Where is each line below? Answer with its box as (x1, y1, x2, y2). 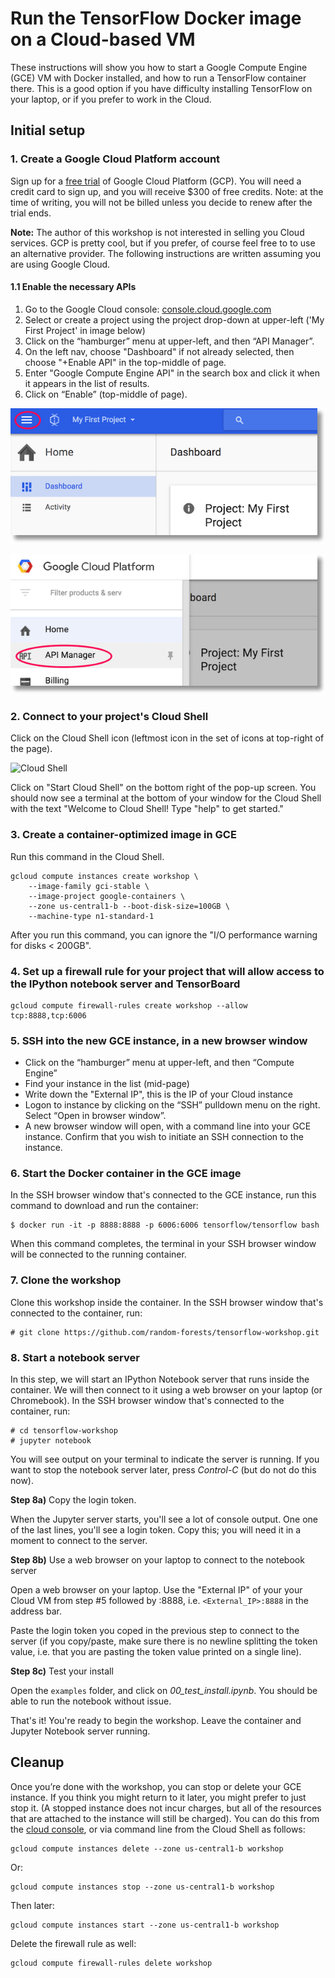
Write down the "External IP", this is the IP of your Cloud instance (24, 1088, 293, 1101)
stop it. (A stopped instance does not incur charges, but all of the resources (10, 1802, 322, 1814)
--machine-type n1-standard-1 (28, 911, 155, 921)
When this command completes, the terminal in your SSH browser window (10, 1238, 317, 1250)
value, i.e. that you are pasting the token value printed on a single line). (10, 1646, 302, 1658)
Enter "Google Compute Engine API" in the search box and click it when (24, 367, 320, 379)
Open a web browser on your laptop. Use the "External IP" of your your (10, 1584, 303, 1596)
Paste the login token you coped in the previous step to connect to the (10, 1625, 300, 1637)
